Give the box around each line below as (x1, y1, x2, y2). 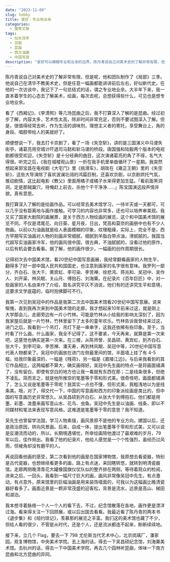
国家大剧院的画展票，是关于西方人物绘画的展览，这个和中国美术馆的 (18, 214, 160, 220)
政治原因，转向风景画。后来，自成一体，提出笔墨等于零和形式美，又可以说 (9, 424, 165, 430)
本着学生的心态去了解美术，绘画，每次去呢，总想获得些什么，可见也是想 (9, 93, 160, 99)
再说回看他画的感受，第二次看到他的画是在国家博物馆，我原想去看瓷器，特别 (5, 453, 165, 460)
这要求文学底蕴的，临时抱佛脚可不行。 (5, 288, 85, 294)
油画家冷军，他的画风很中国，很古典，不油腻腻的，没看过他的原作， (22, 239, 165, 245)
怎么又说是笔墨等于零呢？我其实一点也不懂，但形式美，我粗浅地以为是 (14, 381, 160, 388)
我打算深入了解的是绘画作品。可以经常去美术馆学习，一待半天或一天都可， (5, 201, 160, 207)
